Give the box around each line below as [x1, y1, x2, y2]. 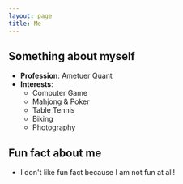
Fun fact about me [8, 146, 102, 160]
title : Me [8, 19, 42, 28]
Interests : [19, 79, 54, 89]
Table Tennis [32, 105, 75, 115]
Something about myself [8, 49, 135, 63]
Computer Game [32, 88, 87, 98]
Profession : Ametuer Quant [19, 71, 113, 81]
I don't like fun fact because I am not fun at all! [19, 168, 176, 178]
